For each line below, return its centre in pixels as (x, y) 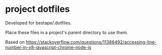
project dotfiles (37, 9)
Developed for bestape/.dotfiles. (38, 23)
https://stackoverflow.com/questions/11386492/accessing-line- (91, 42)
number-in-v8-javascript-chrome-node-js (48, 47)
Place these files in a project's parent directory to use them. (67, 32)
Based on (15, 42)
